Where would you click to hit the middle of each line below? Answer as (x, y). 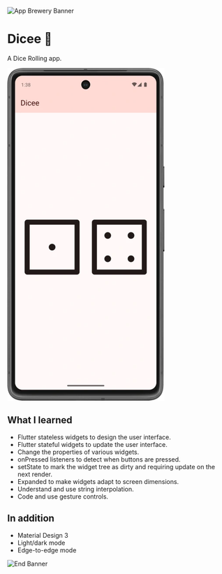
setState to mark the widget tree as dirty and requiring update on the (116, 466)
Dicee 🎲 (30, 39)
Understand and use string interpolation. (75, 489)
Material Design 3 (43, 535)
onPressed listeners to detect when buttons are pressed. (99, 459)
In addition (31, 518)
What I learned (40, 420)
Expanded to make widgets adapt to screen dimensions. (98, 481)
